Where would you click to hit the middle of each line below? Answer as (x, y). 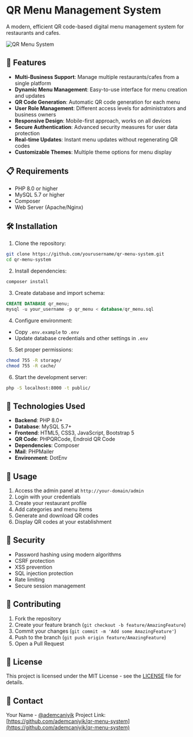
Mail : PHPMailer (34, 452)
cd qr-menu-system (29, 260)
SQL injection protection (44, 573)
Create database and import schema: (60, 293)
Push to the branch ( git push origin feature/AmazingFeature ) (90, 637)
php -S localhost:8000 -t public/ (49, 388)
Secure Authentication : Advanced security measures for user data (96, 127)
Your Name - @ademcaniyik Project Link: (56, 715)
